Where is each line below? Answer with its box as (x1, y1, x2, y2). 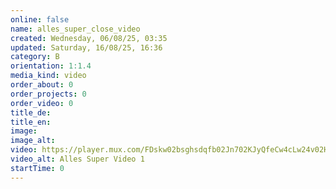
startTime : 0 (10, 163, 65, 173)
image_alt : (10, 136, 56, 146)
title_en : (10, 117, 52, 127)
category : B (10, 52, 60, 62)
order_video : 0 (10, 98, 74, 108)
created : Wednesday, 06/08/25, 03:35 (10, 33, 168, 43)
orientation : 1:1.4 (10, 61, 92, 71)
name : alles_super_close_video (10, 24, 141, 34)
